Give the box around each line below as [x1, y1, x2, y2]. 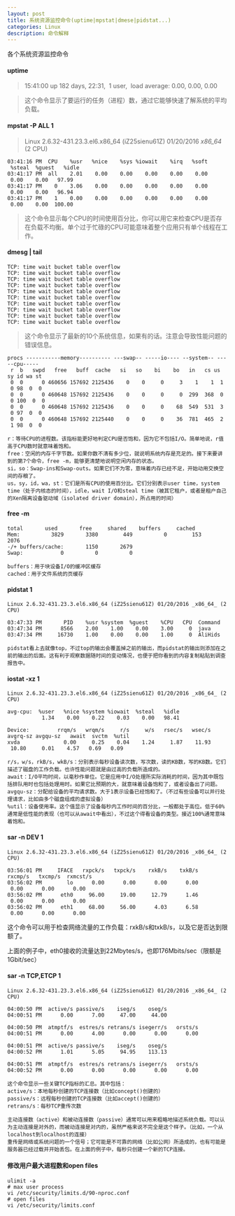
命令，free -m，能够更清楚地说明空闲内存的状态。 [31, 458, 157, 465]
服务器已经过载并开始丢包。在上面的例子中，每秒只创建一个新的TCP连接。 [7, 1145, 189, 1153]
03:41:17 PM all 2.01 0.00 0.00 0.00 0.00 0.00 [7, 170, 208, 177]
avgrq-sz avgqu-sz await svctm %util [7, 733, 130, 740]
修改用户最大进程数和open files [7, 1161, 99, 1170]
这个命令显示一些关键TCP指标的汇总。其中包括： [7, 1080, 127, 1087]
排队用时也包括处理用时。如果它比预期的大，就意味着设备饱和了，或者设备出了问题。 [12, 781, 221, 788]
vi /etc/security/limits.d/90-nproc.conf [7, 1190, 130, 1197]
